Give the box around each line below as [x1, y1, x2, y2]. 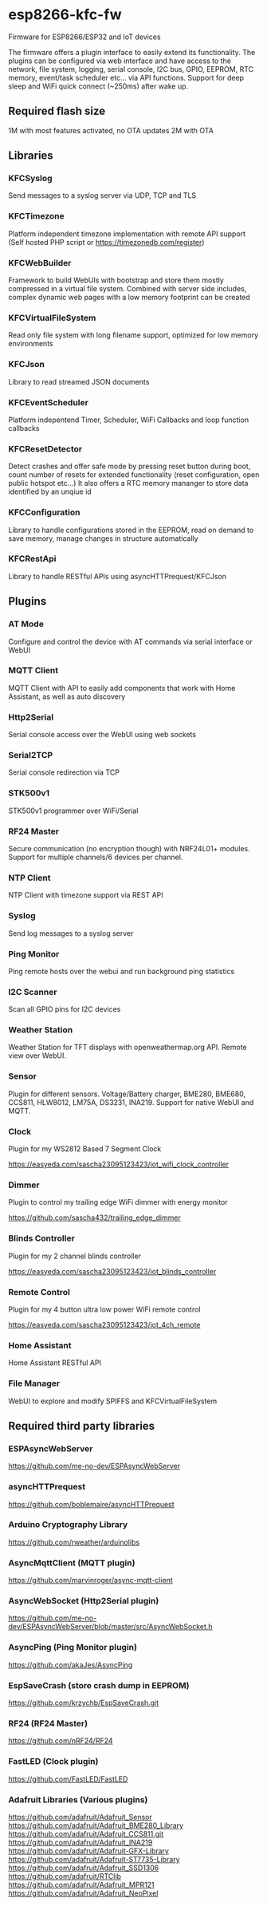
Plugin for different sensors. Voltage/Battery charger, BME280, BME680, [8, 1089, 245, 1099]
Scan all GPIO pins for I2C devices [8, 1004, 121, 1014]
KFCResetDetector [8, 443, 82, 454]
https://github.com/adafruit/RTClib [8, 1871, 122, 1880]
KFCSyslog [8, 173, 53, 184]
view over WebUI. [8, 1051, 66, 1060]
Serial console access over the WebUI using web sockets [8, 730, 197, 740]
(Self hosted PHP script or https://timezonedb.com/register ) [8, 237, 205, 247]
